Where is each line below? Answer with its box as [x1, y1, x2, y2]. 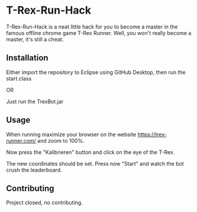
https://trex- [137, 131, 167, 138]
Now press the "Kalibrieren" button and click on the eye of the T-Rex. [6, 149, 175, 156]
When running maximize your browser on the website [6, 131, 137, 138]
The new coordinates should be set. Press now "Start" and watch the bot [6, 160, 185, 167]
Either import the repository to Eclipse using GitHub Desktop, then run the [6, 69, 186, 76]
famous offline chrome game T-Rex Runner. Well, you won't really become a [6, 29, 192, 36]
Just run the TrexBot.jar [6, 98, 64, 105]
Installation [6, 53, 49, 63]
